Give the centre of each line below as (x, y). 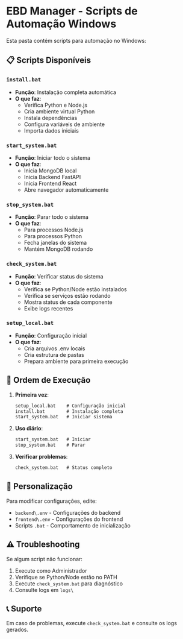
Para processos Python (53, 236)
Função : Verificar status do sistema (59, 276)
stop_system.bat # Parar (50, 445)
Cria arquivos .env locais (54, 348)
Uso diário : (29, 429)
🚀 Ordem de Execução (48, 380)
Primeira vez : (32, 395)
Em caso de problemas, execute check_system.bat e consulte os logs (92, 623)
